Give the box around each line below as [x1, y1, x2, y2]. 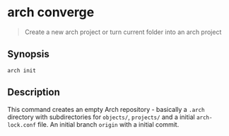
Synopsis [7, 48, 49, 60]
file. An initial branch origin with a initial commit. [37, 120, 180, 128]
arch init [7, 67, 37, 74]
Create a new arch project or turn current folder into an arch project [24, 28, 222, 36]
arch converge [7, 4, 95, 21]
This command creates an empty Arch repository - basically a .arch [7, 105, 205, 113]
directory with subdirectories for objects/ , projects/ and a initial [7, 113, 196, 121]
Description [7, 86, 60, 98]
